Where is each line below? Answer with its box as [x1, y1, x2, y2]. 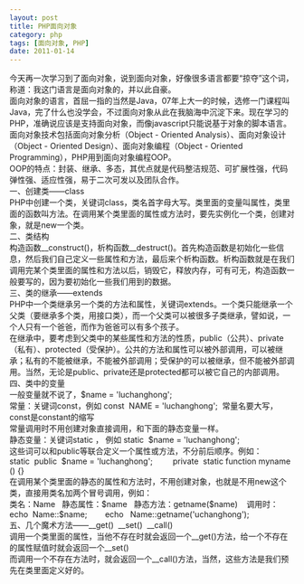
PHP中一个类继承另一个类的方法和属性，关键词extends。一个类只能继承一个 [9, 299, 293, 310]
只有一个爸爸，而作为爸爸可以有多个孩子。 [24, 322, 184, 333]
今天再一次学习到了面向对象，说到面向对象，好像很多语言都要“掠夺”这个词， [9, 73, 294, 84]
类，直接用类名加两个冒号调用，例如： [9, 487, 152, 498]
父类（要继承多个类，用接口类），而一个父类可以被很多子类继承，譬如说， [9, 310, 283, 321]
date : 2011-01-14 [9, 47, 75, 56]
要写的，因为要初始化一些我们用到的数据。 [16, 277, 176, 287]
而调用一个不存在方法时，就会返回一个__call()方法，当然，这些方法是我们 [9, 553, 281, 565]
